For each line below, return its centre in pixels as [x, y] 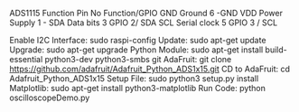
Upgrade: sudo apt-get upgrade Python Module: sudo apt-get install [136, 50]
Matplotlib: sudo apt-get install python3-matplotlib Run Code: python [138, 88]
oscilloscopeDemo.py [50, 98]
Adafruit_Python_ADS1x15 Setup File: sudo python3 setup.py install [134, 79]
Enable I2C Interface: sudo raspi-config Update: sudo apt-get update [138, 40]
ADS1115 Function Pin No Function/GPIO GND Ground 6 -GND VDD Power [146, 13]
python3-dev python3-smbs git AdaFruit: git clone [138, 59]
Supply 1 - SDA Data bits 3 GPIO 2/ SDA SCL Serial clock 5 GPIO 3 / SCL [144, 23]
